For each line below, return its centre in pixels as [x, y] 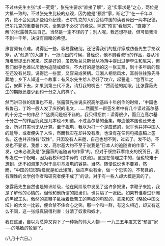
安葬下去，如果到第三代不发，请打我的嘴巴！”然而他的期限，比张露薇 [83, 86]
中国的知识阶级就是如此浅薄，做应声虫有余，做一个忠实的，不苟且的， [87, 170]
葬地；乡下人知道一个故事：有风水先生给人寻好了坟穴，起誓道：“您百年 [77, 79]
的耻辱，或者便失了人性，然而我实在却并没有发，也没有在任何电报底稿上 [78, 133]
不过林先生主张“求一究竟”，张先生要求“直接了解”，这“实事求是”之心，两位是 [82, 7]
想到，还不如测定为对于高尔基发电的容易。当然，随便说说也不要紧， [74, 164]
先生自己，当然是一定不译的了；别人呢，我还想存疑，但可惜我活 [93, 32]
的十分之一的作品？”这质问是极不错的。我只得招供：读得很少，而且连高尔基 [82, 114]
